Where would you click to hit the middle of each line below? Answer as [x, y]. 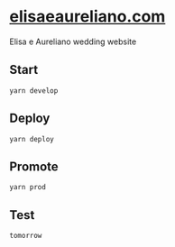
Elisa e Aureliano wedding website [73, 41]
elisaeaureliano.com [87, 17]
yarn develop [34, 91]
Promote [34, 166]
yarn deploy [32, 139]
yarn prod [28, 188]
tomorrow [26, 236]
